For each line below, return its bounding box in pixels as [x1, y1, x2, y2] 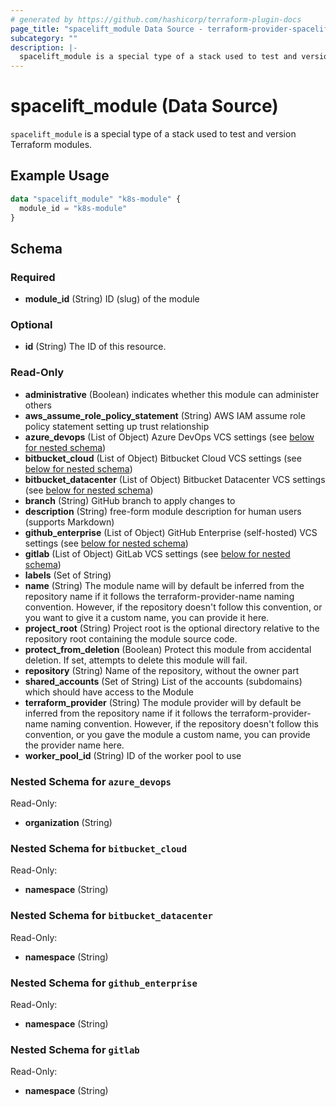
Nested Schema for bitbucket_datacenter [10, 909, 213, 923]
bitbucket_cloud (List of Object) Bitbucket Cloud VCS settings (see [24, 452, 302, 464]
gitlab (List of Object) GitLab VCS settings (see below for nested [24, 547, 291, 560]
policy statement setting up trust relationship [24, 420, 210, 432]
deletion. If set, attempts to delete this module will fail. [24, 654, 248, 666]
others [24, 399, 52, 411]
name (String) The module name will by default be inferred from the [24, 579, 305, 591]
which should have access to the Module [24, 686, 194, 698]
